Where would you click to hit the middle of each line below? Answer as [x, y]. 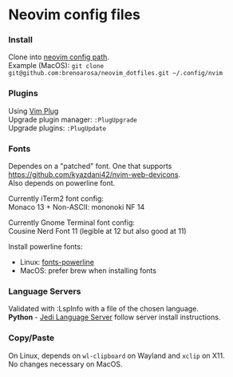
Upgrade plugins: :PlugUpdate [57, 128]
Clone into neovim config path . [59, 57]
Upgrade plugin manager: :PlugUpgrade [73, 119]
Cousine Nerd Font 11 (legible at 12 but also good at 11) [97, 231]
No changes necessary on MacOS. [65, 364]
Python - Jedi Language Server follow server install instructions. [115, 317]
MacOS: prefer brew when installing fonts [88, 271]
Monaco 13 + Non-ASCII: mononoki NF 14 [77, 207]
